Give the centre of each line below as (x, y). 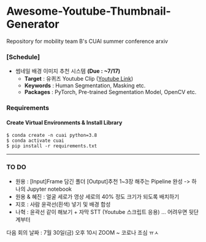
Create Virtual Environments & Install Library (64, 122)
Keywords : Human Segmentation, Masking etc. (85, 86)
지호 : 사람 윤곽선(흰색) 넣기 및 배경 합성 (63, 204)
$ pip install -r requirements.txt (52, 146)
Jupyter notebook (49, 189)
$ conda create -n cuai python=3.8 (52, 136)
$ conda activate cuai (35, 141)
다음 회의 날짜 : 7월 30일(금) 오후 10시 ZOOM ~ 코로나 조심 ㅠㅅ (83, 232)
